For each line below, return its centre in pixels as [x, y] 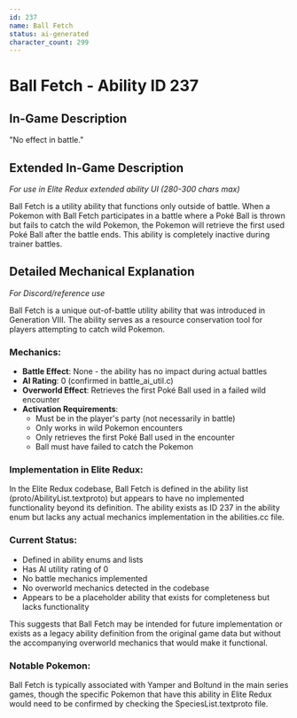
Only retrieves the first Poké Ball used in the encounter [135, 437]
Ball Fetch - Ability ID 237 [104, 86]
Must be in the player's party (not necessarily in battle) [135, 418]
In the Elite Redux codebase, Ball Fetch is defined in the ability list [129, 489]
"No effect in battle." [47, 140]
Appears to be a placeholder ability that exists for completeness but [146, 597]
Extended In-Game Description [97, 168]
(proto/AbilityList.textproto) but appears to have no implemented [127, 498]
